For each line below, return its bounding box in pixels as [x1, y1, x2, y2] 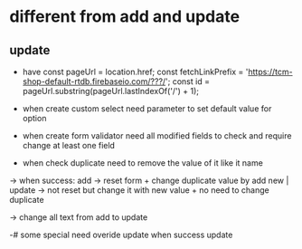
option [22, 113, 47, 123]
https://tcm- [248, 66, 293, 77]
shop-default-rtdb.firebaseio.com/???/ [22, 76, 166, 87]
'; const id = [165, 76, 211, 87]
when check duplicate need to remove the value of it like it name [22, 158, 264, 168]
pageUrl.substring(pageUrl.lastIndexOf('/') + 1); [22, 86, 200, 96]
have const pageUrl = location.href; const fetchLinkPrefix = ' [22, 66, 249, 77]
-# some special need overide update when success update [9, 229, 233, 240]
